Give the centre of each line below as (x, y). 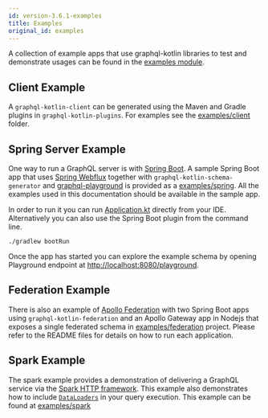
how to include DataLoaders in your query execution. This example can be (130, 397)
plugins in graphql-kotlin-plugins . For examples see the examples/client (129, 115)
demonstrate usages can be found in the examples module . (106, 62)
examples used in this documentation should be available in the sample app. (134, 194)
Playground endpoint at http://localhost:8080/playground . (104, 265)
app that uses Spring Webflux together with (80, 177)
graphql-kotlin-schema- (193, 178)
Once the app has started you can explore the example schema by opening (132, 256)
